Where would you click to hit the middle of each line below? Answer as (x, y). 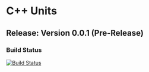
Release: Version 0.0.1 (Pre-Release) (75, 33)
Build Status (24, 50)
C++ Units (32, 11)
